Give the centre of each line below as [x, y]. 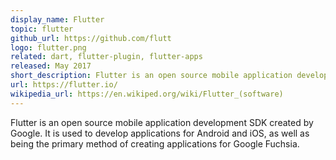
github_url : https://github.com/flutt [91, 38]
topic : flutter [42, 29]
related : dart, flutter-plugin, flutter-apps [106, 57]
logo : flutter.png [48, 47]
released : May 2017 [51, 66]
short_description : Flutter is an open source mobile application [151, 76]
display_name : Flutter [57, 19]
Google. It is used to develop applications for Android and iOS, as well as [160, 133]
